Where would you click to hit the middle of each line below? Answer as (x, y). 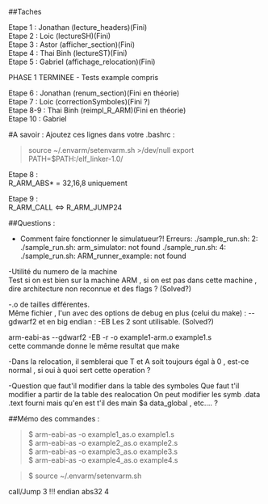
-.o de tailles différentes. (49, 304)
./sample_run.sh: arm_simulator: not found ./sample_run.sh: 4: (123, 247)
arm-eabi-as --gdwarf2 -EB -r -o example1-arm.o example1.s (110, 337)
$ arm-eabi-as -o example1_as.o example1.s (101, 434)
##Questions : (32, 223)
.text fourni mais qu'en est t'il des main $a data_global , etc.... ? (113, 403)
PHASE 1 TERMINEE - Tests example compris (84, 77)
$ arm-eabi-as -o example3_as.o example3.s (103, 451)
